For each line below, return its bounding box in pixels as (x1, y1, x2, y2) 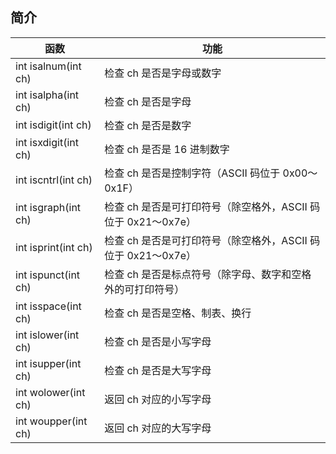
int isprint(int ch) (15, 240, 93, 254)
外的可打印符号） (104, 282, 185, 296)
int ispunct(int (15, 268, 81, 282)
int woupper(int (15, 414, 88, 428)
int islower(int (15, 328, 80, 342)
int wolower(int (15, 385, 86, 399)
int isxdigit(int (15, 135, 79, 149)
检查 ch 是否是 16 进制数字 (104, 142, 230, 156)
